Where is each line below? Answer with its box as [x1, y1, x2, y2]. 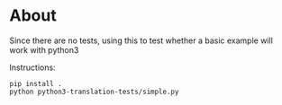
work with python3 [9, 44, 79, 55]
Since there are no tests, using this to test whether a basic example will [9, 35, 273, 46]
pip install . [9, 79, 63, 88]
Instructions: [9, 62, 56, 73]
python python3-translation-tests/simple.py [9, 87, 179, 96]
